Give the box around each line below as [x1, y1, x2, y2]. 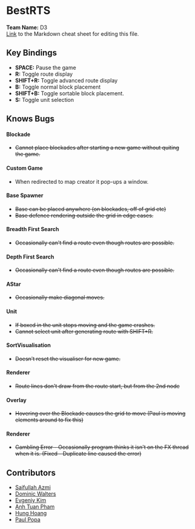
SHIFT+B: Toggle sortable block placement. [14, 89, 124, 97]
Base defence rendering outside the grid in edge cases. [14, 212, 154, 219]
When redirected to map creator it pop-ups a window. [14, 178, 149, 185]
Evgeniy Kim [14, 497, 46, 504]
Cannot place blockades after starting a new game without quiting [14, 144, 179, 152]
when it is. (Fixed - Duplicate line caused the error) [14, 450, 142, 457]
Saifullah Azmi [14, 484, 51, 491]
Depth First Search [6, 253, 54, 260]
